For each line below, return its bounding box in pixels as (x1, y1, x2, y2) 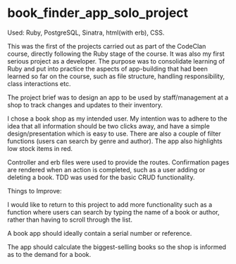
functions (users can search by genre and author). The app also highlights (7, 136, 223, 145)
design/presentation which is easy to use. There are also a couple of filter (7, 129, 221, 138)
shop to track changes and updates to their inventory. (7, 100, 163, 109)
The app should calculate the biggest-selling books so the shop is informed (7, 242, 227, 251)
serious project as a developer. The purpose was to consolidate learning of (7, 56, 225, 65)
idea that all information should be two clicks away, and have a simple (7, 121, 210, 130)
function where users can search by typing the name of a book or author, (7, 208, 220, 216)
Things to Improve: (7, 186, 62, 195)
